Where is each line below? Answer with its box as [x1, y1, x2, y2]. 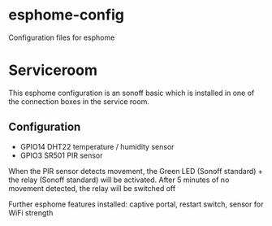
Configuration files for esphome [8, 33, 115, 42]
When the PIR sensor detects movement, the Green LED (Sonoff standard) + [8, 166, 264, 176]
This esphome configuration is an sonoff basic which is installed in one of [8, 88, 255, 98]
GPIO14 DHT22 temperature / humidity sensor [19, 141, 175, 151]
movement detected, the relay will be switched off [8, 183, 176, 193]
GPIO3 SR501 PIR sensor [19, 150, 103, 160]
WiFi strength [8, 207, 54, 217]
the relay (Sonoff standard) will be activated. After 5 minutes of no [8, 175, 230, 185]
